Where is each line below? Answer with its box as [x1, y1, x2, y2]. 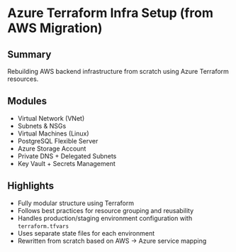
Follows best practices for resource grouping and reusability [17, 206, 194, 214]
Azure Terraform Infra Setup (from [7, 5, 214, 21]
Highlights [7, 180, 55, 192]
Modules [7, 95, 47, 107]
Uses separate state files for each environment [17, 229, 155, 237]
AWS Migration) [7, 20, 103, 36]
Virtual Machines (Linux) [17, 129, 90, 138]
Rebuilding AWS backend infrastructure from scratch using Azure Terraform [7, 67, 229, 75]
